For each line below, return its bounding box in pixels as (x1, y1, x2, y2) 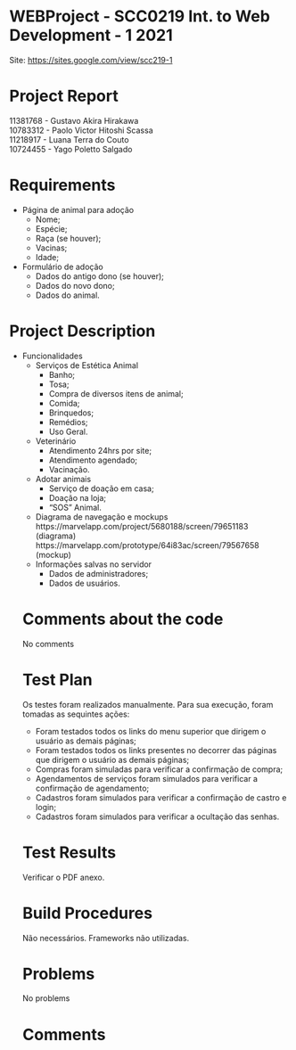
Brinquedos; (48, 407, 95, 418)
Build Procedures (21, 903, 153, 923)
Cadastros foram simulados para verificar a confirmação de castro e (35, 792, 287, 803)
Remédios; (48, 416, 88, 427)
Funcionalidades (21, 350, 83, 361)
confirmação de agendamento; (35, 783, 150, 793)
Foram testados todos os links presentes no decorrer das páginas (35, 744, 277, 755)
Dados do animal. (35, 290, 100, 300)
